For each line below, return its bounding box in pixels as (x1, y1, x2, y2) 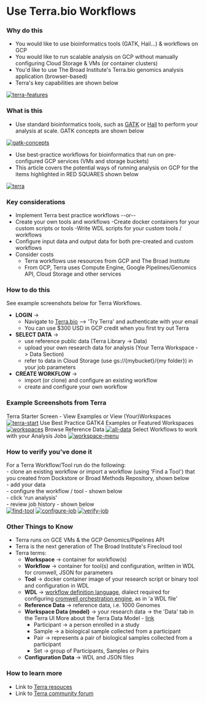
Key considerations (6, 198, 66, 206)
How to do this (6, 285, 50, 294)
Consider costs (15, 251, 54, 258)
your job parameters (24, 363, 76, 371)
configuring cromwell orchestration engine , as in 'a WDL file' (24, 595, 178, 602)
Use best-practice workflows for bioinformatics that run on (15, 150, 164, 158)
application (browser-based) (15, 72, 88, 80)
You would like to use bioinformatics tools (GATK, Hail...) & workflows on (15, 40, 198, 47)
